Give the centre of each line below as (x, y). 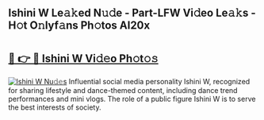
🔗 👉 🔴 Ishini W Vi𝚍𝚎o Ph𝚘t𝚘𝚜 (83, 58)
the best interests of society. (55, 107)
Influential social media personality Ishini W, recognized (159, 81)
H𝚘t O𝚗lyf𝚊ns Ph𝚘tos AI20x (79, 26)
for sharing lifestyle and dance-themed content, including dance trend (123, 90)
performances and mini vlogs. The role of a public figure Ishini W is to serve (132, 99)
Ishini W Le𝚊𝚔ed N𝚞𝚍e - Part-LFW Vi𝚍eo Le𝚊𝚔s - (132, 13)
